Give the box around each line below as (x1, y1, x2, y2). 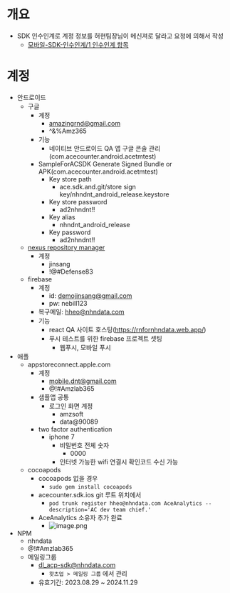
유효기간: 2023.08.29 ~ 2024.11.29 (38, 578, 138, 587)
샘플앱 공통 (38, 392, 69, 401)
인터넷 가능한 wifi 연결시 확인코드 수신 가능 (59, 457, 179, 466)
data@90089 (59, 417, 99, 426)
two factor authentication (38, 424, 113, 433)
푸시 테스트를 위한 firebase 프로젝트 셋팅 (48, 334, 163, 343)
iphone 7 (48, 432, 75, 441)
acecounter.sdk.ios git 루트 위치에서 (38, 490, 142, 499)
